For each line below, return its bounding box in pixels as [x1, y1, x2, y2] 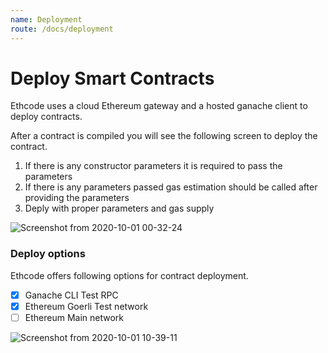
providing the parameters [24, 192, 130, 204]
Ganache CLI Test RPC [24, 289, 119, 301]
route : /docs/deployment [10, 24, 114, 34]
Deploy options [10, 247, 86, 261]
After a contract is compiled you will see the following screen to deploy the [10, 130, 318, 142]
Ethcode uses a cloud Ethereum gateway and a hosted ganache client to [10, 100, 308, 112]
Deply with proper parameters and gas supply [24, 202, 215, 215]
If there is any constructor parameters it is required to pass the [24, 160, 283, 172]
